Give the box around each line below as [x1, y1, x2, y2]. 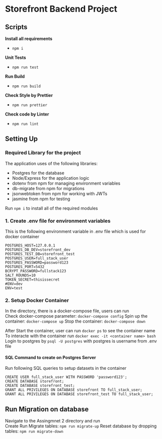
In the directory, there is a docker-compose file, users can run [5, 308, 129, 314]
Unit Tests [5, 55, 26, 60]
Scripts [5, 23, 28, 31]
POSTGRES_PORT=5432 [5, 264, 45, 269]
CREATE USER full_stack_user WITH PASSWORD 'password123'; [5, 375, 127, 380]
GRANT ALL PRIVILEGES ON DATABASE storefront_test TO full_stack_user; [5, 392, 153, 397]
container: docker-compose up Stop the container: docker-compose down [5, 318, 146, 324]
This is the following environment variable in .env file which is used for [5, 228, 146, 234]
